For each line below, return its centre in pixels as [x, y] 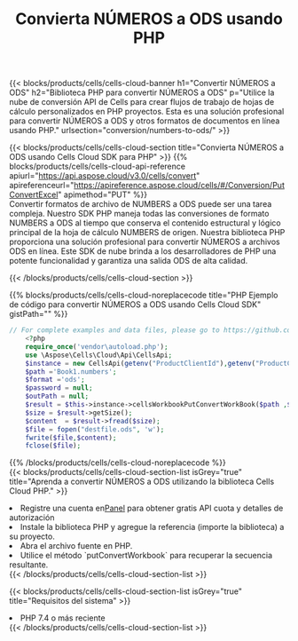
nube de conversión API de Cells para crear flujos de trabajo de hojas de [142, 102]
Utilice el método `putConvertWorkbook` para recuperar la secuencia [147, 556]
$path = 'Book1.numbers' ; [71, 372]
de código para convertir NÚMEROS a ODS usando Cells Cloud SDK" [135, 305]
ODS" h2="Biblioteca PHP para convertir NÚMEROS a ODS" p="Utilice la [142, 92]
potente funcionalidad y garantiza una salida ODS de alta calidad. [129, 261]
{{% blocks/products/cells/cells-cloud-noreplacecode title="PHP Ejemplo [144, 295]
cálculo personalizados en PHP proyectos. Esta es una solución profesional [147, 112]
